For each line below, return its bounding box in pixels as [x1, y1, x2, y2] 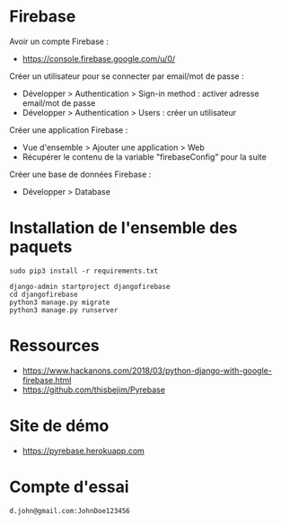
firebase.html [22, 374, 72, 385]
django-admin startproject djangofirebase [9, 282, 171, 291]
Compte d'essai [9, 476, 129, 497]
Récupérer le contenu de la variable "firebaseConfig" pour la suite [22, 151, 267, 162]
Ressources [9, 336, 101, 356]
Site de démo [9, 415, 110, 436]
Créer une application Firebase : [9, 124, 128, 135]
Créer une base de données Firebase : [9, 169, 152, 179]
